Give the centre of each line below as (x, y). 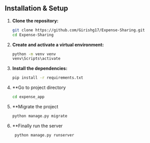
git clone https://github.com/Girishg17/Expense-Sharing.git (79, 30)
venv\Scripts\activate (36, 59)
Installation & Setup (36, 8)
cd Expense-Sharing (33, 35)
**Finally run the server (37, 126)
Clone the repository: (35, 20)
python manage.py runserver (44, 135)
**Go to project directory (39, 88)
